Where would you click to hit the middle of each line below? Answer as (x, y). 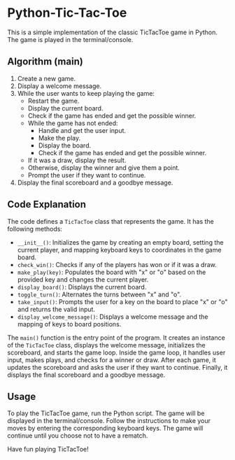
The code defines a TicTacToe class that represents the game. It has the (111, 221)
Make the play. (59, 138)
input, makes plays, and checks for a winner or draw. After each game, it (112, 360)
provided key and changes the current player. (83, 279)
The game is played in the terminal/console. (70, 39)
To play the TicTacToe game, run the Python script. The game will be (106, 413)
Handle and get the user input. (82, 130)
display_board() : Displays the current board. (82, 287)
